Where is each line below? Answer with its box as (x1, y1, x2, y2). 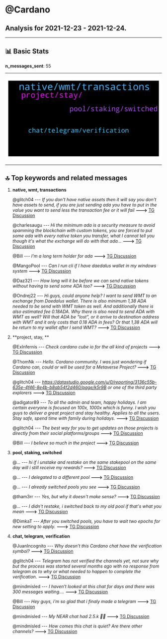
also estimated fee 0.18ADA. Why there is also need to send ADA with (12, 309, 155, 315)
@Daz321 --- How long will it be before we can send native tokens (12, 278, 149, 284)
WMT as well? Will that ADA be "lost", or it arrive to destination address (12, 314, 160, 320)
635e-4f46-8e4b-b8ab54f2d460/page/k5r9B (12, 384, 107, 390)
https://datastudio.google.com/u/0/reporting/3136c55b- (42, 379, 157, 385)
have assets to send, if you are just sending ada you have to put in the (12, 202, 157, 208)
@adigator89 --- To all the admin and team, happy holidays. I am (12, 399, 147, 405)
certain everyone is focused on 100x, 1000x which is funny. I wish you (12, 405, 156, 411)
